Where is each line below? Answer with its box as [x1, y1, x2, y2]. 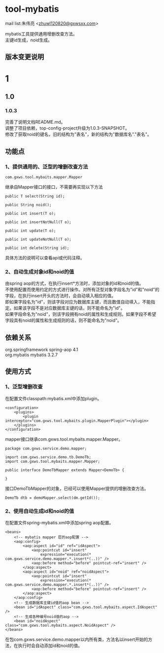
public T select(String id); [5, 194, 65, 199]
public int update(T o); [5, 228, 56, 233]
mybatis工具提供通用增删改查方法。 [5, 31, 77, 36]
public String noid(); [5, 202, 52, 207]
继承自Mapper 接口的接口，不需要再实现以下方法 [5, 184, 103, 190]
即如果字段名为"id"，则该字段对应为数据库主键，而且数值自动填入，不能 [5, 299, 151, 305]
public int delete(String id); [5, 245, 69, 250]
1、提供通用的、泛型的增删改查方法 [5, 163, 88, 170]
